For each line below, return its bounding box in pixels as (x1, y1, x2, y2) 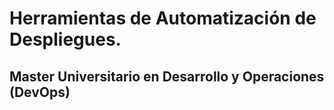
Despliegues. (9, 28, 122, 51)
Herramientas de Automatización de (9, 7, 317, 30)
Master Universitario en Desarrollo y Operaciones (9, 68, 325, 85)
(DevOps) (9, 83, 71, 101)
